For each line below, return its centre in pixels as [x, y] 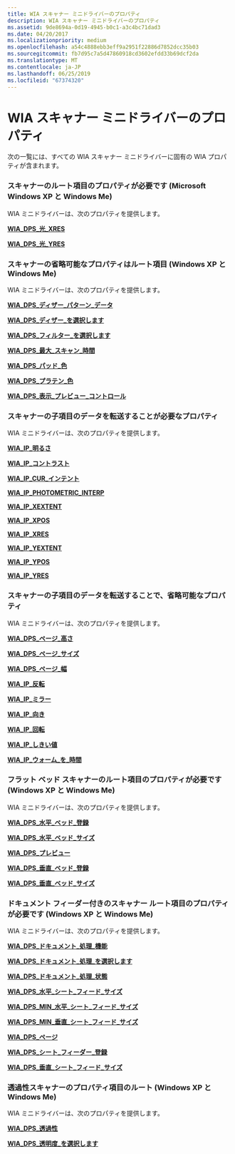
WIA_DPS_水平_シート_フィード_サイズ [65, 991]
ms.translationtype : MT [43, 61]
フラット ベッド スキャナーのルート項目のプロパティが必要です [115, 780]
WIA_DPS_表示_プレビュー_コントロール [67, 396]
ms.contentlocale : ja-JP [44, 67]
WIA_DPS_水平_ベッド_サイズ [51, 837]
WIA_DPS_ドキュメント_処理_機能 [58, 946]
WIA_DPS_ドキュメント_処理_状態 [58, 976]
